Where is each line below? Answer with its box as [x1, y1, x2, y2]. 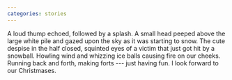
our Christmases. [7, 66, 57, 74]
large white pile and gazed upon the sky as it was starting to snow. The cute [7, 36, 225, 45]
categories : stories [7, 10, 68, 17]
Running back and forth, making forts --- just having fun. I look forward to [7, 58, 219, 67]
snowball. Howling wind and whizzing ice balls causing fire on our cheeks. [7, 51, 221, 60]
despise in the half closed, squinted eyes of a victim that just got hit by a [7, 44, 215, 52]
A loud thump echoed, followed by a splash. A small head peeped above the [7, 29, 226, 38]
